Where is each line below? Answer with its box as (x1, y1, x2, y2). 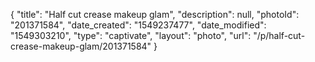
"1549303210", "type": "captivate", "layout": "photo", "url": (10, 30, 252, 41)
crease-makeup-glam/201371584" (10, 40, 152, 52)
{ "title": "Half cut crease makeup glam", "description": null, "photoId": (10, 9, 300, 20)
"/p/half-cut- (253, 30, 306, 41)
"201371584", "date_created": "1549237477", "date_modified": (10, 19, 267, 31)
